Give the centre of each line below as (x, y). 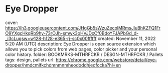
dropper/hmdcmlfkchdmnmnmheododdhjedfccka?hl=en (63, 65)
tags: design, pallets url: (30, 59)
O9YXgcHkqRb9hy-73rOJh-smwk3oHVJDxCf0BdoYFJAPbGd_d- (72, 33)
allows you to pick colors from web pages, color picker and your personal (81, 49)
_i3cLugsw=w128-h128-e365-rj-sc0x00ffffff (51, 38)
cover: (12, 22)
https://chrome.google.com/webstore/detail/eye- (106, 59)
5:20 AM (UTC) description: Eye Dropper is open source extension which (81, 43)
